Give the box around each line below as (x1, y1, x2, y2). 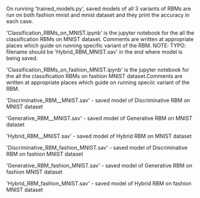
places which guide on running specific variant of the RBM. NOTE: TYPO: (6, 42, 186, 49)
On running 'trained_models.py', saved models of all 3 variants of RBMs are (6, 5, 191, 12)
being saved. (6, 55, 38, 61)
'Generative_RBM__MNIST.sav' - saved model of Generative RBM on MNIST (6, 115, 193, 122)
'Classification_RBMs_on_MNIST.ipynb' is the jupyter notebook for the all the (6, 29, 195, 36)
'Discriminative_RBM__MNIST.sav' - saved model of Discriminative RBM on (6, 97, 190, 104)
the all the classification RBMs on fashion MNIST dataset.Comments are (6, 73, 183, 79)
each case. (6, 18, 33, 24)
